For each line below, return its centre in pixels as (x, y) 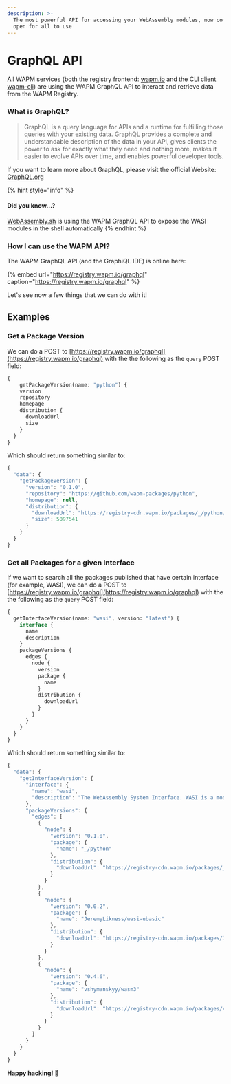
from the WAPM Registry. (43, 94)
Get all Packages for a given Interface (71, 563)
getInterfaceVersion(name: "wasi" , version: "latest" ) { (97, 618)
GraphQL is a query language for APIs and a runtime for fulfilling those (123, 127)
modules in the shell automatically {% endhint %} (77, 228)
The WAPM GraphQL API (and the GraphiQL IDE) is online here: (97, 261)
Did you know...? (31, 206)
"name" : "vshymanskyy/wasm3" (98, 990)
